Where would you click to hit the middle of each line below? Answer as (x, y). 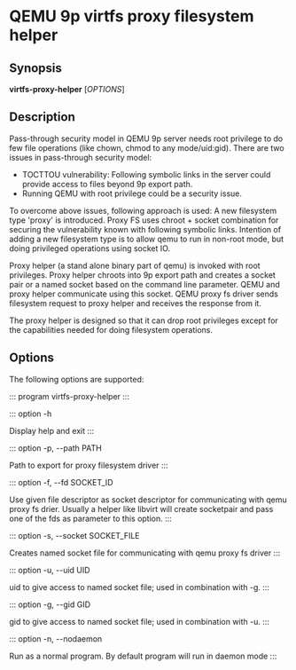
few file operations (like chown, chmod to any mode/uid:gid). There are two (147, 147)
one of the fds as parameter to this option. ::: (91, 518)
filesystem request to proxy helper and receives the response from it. (135, 303)
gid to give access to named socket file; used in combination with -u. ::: (140, 621)
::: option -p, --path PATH (55, 448)
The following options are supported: (77, 379)
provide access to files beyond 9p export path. (107, 184)
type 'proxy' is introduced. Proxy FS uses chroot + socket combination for (144, 220)
